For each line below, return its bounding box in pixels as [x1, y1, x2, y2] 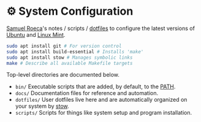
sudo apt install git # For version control [6, 43, 122, 49]
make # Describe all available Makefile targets [6, 60, 133, 66]
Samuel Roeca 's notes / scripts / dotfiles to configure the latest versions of [6, 25, 195, 32]
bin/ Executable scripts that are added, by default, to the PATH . [15, 83, 176, 90]
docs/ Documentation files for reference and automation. [15, 90, 159, 97]
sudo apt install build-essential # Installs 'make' [6, 48, 144, 55]
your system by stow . [15, 102, 69, 110]
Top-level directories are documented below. [6, 71, 119, 78]
